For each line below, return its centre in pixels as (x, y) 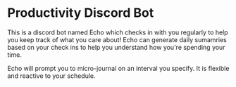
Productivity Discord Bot (81, 13)
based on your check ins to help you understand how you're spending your (116, 47)
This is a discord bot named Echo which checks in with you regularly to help (118, 32)
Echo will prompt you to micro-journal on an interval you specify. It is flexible (118, 68)
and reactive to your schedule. (52, 76)
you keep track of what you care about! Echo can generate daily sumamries (117, 39)
